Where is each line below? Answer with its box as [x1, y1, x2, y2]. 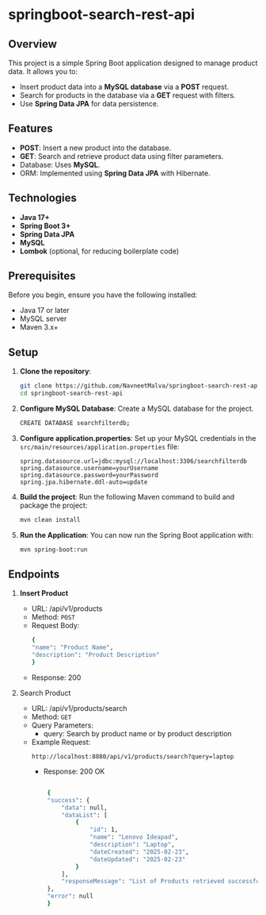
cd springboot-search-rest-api [19, 389, 123, 398]
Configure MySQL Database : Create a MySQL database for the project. [19, 403, 254, 413]
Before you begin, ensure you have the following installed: [8, 290, 198, 299]
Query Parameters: [31, 720, 93, 730]
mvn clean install [19, 515, 81, 523]
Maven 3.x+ [19, 322, 59, 332]
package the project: [19, 500, 88, 510]
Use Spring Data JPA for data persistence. [19, 99, 160, 108]
